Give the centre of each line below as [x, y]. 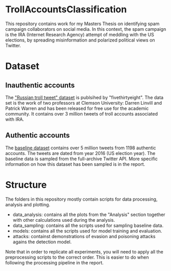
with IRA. [15, 119]
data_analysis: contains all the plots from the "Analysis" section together [89, 215]
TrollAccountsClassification [66, 9]
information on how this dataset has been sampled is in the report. [75, 164]
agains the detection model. [42, 242]
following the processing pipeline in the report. [55, 262]
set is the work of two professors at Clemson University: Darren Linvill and [84, 103]
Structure [26, 185]
